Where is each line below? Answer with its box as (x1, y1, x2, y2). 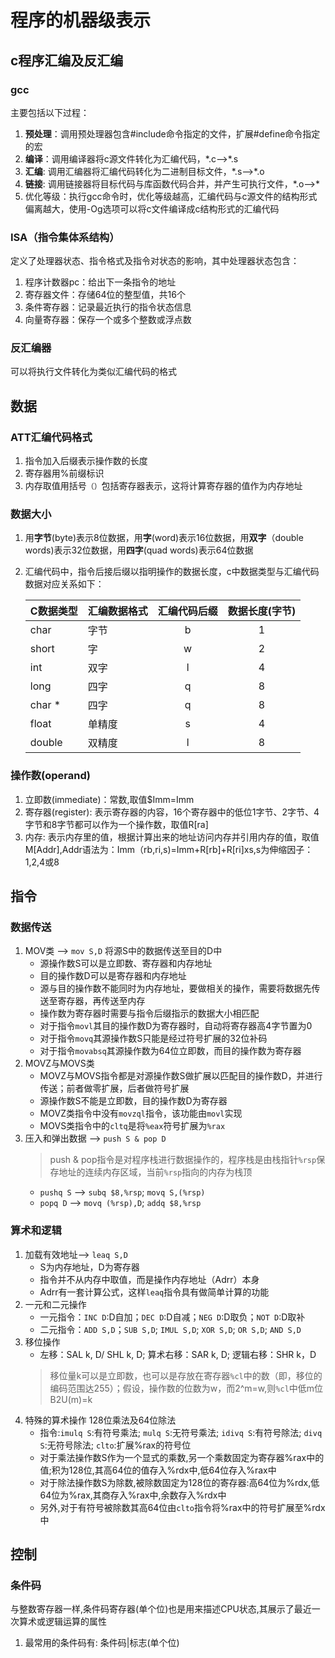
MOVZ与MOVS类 (24, 1057, 95, 1070)
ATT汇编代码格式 (10, 430, 93, 444)
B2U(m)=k (49, 1393, 93, 1405)
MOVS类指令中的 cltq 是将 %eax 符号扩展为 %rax (39, 1120, 226, 1132)
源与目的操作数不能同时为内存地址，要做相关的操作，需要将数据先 (39, 982, 312, 995)
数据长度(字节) (227, 604, 297, 618)
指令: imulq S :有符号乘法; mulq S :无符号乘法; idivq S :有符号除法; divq (39, 1426, 323, 1438)
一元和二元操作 (24, 1298, 87, 1310)
